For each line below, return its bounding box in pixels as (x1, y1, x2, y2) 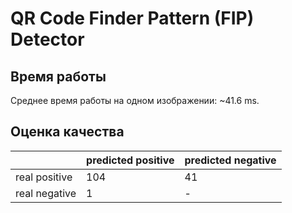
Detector (10, 28, 85, 51)
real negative (15, 186, 77, 200)
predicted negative (184, 153, 277, 167)
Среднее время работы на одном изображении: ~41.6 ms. (10, 95, 260, 106)
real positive (15, 170, 73, 184)
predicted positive (86, 153, 175, 167)
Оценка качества (10, 123, 125, 141)
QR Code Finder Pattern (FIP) (10, 7, 255, 30)
